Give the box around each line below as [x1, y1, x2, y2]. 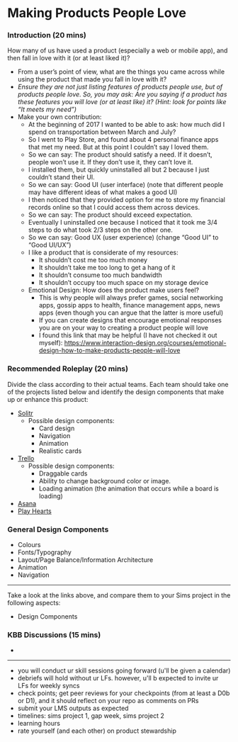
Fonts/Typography [17, 548, 72, 557]
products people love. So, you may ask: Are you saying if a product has [17, 90, 227, 99]
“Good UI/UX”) [28, 241, 72, 249]
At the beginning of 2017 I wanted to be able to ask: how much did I [28, 120, 225, 129]
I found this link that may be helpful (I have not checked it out [38, 331, 217, 339]
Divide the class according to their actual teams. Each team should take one [7, 380, 229, 388]
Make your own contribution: [17, 113, 102, 121]
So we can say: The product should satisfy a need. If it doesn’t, [28, 150, 212, 159]
